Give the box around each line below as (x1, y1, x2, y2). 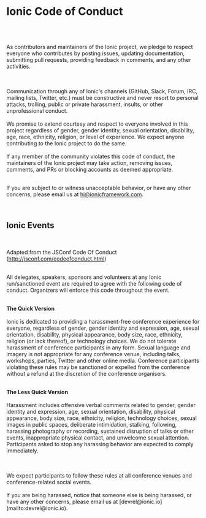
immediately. (6, 447, 39, 454)
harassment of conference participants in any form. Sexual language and (6, 344, 191, 351)
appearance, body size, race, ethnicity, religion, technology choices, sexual (6, 414, 197, 422)
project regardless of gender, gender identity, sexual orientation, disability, (6, 126, 194, 134)
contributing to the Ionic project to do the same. (6, 139, 127, 147)
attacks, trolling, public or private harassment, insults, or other (6, 101, 164, 108)
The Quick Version (6, 305, 55, 312)
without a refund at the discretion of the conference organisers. (6, 370, 167, 377)
